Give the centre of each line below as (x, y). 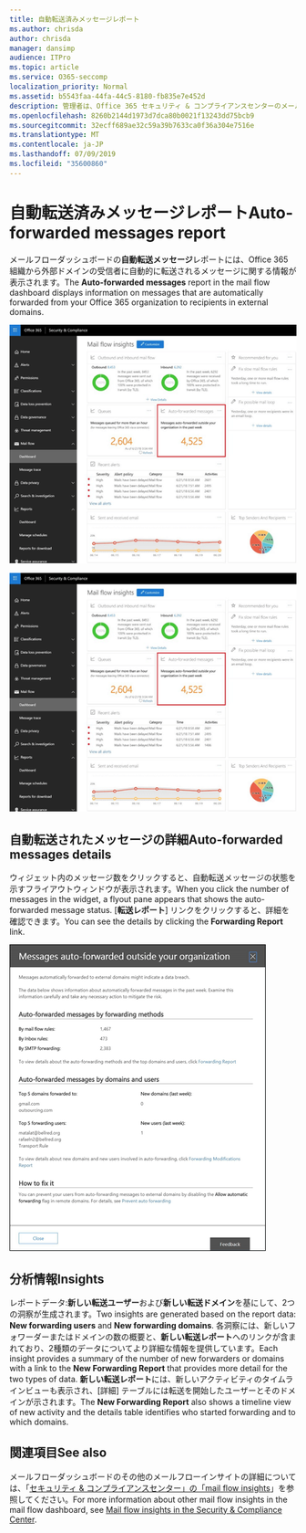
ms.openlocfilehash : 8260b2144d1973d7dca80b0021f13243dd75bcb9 (132, 115)
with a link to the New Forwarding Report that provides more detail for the (149, 1368)
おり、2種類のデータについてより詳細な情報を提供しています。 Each (152, 1348)
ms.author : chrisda (46, 29)
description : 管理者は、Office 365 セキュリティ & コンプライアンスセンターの (145, 106)
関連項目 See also (58, 1453)
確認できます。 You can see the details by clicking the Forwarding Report (147, 921)
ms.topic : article (44, 68)
